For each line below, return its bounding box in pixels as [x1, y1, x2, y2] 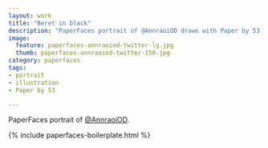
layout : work [8, 11, 52, 20]
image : [8, 34, 30, 42]
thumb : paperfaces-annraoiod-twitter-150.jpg [15, 49, 171, 57]
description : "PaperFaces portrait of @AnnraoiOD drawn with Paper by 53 [8, 26, 261, 34]
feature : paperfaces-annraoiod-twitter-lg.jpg [15, 42, 174, 50]
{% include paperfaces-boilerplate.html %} [8, 130, 151, 140]
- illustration [8, 78, 59, 86]
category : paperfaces [8, 57, 81, 65]
